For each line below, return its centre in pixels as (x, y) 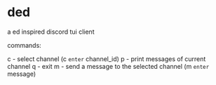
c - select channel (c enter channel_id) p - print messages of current (107, 59)
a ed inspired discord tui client (51, 32)
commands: (25, 45)
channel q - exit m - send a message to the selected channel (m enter (108, 66)
